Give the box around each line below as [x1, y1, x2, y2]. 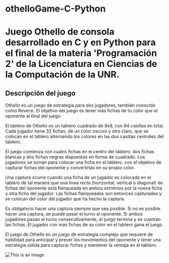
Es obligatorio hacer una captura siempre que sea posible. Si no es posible [5, 206, 160, 212]
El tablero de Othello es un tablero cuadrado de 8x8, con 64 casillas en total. [5, 123, 164, 129]
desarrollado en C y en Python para [5, 37, 156, 48]
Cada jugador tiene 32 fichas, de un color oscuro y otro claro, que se [5, 128, 149, 134]
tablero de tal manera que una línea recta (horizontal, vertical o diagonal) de [5, 180, 163, 186]
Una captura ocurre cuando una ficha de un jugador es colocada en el [5, 174, 151, 180]
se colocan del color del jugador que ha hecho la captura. [5, 196, 125, 202]
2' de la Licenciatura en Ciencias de [5, 58, 157, 70]
